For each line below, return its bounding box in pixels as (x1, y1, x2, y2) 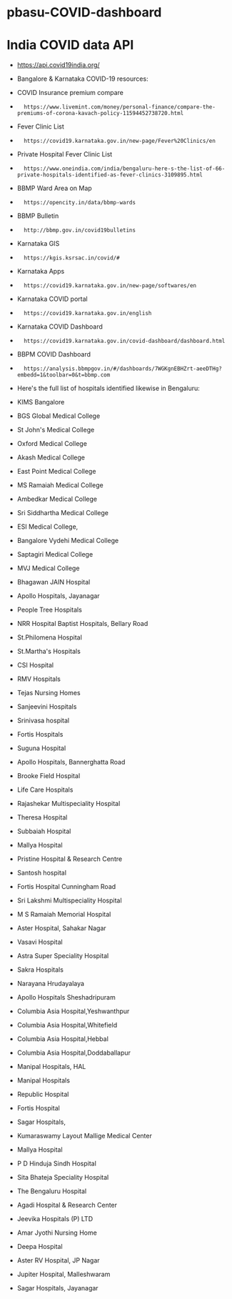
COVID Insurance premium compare (16, 89, 124, 97)
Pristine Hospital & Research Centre (16, 855, 123, 863)
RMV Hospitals (16, 675, 61, 683)
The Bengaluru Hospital (16, 1187, 87, 1195)
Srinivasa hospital (16, 716, 70, 725)
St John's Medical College (16, 426, 95, 434)
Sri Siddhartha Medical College (16, 509, 109, 517)
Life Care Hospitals (16, 785, 74, 794)
